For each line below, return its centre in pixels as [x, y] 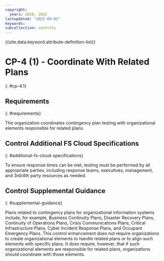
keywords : [15, 23]
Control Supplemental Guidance [55, 191]
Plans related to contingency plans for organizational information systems [80, 212]
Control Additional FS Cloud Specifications [72, 144]
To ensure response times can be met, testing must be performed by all [78, 165]
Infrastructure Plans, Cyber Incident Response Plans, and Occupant [74, 228]
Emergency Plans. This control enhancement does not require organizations [82, 233]
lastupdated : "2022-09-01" [33, 19]
